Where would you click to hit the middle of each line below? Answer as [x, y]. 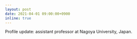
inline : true [18, 18]
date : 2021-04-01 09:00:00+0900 [38, 14]
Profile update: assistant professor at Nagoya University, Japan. [69, 32]
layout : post [18, 9]
